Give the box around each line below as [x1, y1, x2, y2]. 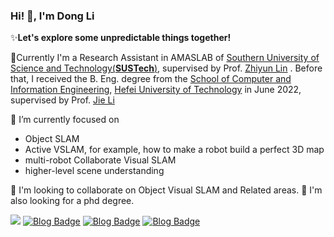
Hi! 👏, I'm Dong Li [10, 9, 95, 23]
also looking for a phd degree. [10, 195, 135, 207]
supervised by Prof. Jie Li [10, 94, 115, 106]
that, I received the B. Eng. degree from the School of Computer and [10, 73, 292, 85]
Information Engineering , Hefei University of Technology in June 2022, [10, 84, 302, 96]
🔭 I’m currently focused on [10, 114, 120, 126]
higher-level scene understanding [24, 165, 165, 177]
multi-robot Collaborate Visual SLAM [24, 154, 177, 166]
